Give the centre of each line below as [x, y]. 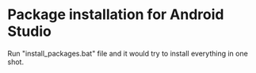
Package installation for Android [116, 15]
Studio [30, 31]
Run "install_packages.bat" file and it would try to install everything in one [128, 53]
